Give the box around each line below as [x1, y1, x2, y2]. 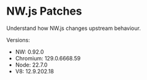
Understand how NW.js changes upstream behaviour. [6, 24, 141, 32]
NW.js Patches [6, 4, 83, 18]
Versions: [6, 36, 31, 43]
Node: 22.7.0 [15, 61, 48, 68]
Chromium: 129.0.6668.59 [15, 54, 81, 62]
